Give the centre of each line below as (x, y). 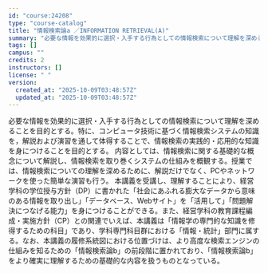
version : (23, 82)
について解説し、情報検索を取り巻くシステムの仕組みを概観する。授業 (130, 161)
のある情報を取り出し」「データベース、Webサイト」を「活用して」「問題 (127, 201)
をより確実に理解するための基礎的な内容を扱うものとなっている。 (116, 261)
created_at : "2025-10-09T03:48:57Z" (76, 90)
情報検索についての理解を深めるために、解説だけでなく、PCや (124, 171)
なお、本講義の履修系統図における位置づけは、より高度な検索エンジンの (141, 241)
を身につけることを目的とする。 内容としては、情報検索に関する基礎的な (128, 151)
